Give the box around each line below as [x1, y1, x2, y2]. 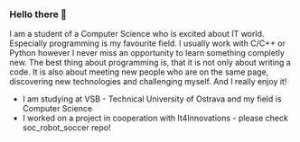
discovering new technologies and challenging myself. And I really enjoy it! [9, 76, 287, 87]
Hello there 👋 [9, 8, 68, 21]
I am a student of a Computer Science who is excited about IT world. [9, 29, 265, 40]
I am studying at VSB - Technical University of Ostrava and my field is [22, 93, 282, 104]
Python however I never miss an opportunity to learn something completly [9, 48, 285, 58]
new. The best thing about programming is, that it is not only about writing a [9, 58, 291, 68]
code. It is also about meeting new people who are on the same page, [9, 67, 269, 77]
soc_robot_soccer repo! [22, 122, 111, 133]
